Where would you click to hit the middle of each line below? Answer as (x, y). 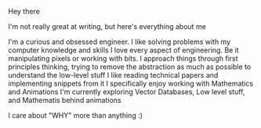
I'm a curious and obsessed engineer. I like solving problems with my (120, 42)
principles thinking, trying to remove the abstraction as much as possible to (130, 67)
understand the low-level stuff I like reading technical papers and (113, 75)
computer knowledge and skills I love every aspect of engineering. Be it (123, 50)
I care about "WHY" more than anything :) (76, 115)
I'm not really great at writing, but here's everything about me (107, 26)
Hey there (24, 11)
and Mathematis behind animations (65, 100)
